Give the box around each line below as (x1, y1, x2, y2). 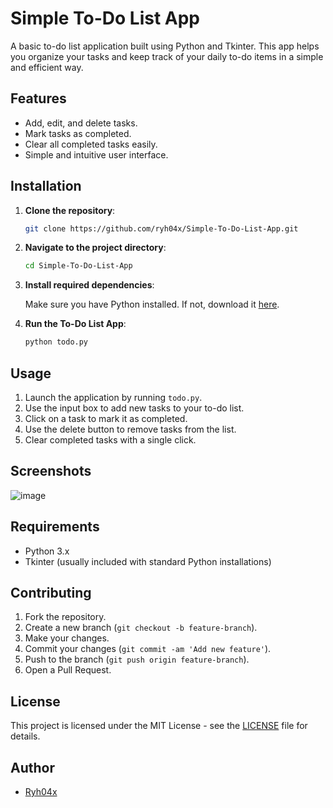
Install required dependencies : (24, 279, 155, 291)
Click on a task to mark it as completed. (24, 413, 188, 424)
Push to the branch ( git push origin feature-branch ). (24, 653, 250, 666)
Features (10, 90, 67, 107)
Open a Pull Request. (24, 664, 112, 676)
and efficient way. (10, 61, 84, 73)
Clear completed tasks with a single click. (24, 434, 197, 446)
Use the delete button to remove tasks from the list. (24, 423, 237, 435)
